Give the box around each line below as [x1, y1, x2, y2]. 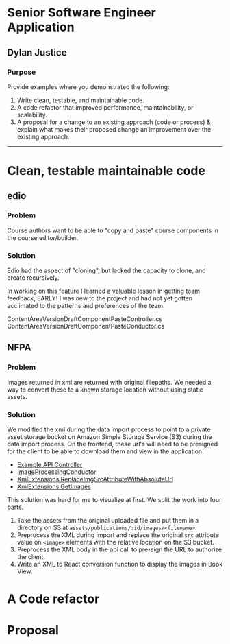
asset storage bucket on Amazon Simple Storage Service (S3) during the [7, 433, 212, 441]
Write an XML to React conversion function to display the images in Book [16, 560, 223, 569]
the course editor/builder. [7, 233, 79, 241]
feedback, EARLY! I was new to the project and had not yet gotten [7, 294, 193, 302]
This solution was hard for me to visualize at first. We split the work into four [7, 496, 222, 504]
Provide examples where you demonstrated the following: [7, 82, 170, 91]
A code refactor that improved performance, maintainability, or [16, 103, 194, 111]
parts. [7, 503, 24, 512]
